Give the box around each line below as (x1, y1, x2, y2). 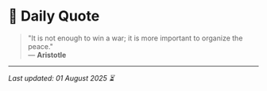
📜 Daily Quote (8, 7, 100, 25)
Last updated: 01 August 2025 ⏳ (8, 73, 115, 82)
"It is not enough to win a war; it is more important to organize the (27, 33, 243, 43)
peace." (27, 41, 54, 51)
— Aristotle (27, 50, 67, 59)
